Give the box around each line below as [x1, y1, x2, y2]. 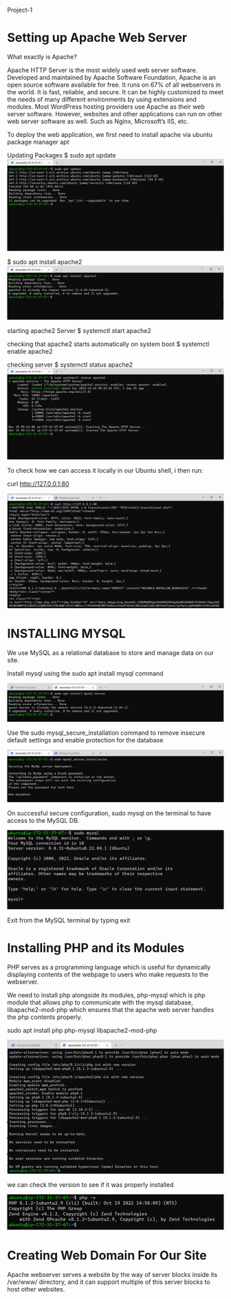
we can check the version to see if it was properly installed [7, 1180, 174, 1189]
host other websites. [7, 1285, 65, 1293]
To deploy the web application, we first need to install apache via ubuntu [7, 130, 213, 138]
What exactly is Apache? [7, 52, 78, 61]
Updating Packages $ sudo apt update [7, 151, 116, 159]
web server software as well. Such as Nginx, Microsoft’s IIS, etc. [7, 117, 189, 125]
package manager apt [7, 138, 70, 146]
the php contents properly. [7, 1013, 82, 1021]
